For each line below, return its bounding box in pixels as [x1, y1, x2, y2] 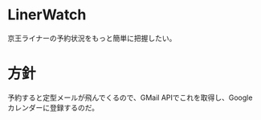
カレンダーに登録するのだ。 [7, 102, 100, 112]
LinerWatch [7, 6, 87, 24]
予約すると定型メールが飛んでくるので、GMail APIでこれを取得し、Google [7, 93, 253, 102]
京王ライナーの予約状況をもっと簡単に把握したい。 [7, 33, 177, 43]
